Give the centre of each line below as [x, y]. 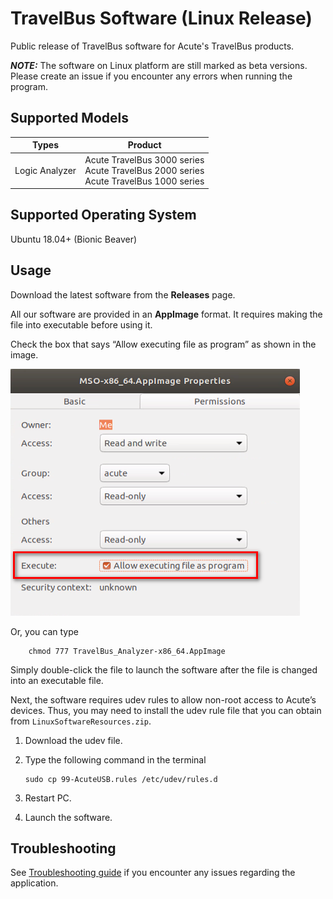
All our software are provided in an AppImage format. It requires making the [166, 314]
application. [34, 883]
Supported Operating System [103, 215]
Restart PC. [48, 798]
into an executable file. [57, 680]
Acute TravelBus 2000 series [144, 170]
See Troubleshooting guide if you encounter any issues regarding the [153, 873]
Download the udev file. [73, 740]
